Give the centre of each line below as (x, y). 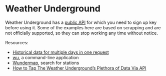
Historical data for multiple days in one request (60, 52)
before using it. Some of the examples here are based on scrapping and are (83, 27)
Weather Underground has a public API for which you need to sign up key (81, 22)
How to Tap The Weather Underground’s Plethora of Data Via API (79, 68)
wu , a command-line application (45, 57)
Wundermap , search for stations (46, 63)
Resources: (17, 42)
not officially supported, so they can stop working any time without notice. (82, 33)
